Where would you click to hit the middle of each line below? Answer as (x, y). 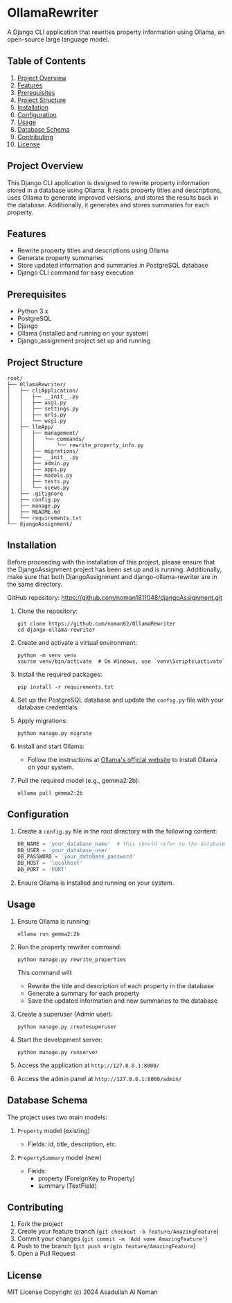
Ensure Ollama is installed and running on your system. (96, 883)
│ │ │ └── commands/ (46, 439)
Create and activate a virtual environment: (77, 642)
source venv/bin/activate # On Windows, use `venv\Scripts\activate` (121, 661)
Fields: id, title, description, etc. (72, 1144)
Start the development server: (60, 1039)
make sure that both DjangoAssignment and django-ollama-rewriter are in (112, 576)
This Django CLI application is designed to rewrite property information (108, 182)
